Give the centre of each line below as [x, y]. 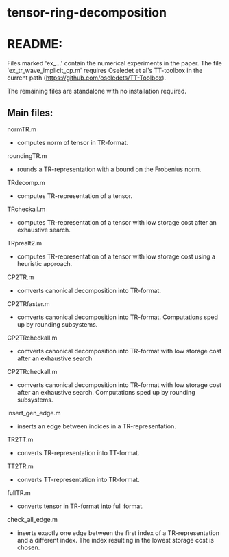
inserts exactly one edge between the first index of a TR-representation [118, 533]
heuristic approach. [45, 263]
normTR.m [22, 129]
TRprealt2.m [25, 243]
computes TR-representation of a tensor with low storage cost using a [116, 256]
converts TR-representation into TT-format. [78, 452]
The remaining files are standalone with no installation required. [97, 91]
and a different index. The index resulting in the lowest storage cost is [116, 540]
